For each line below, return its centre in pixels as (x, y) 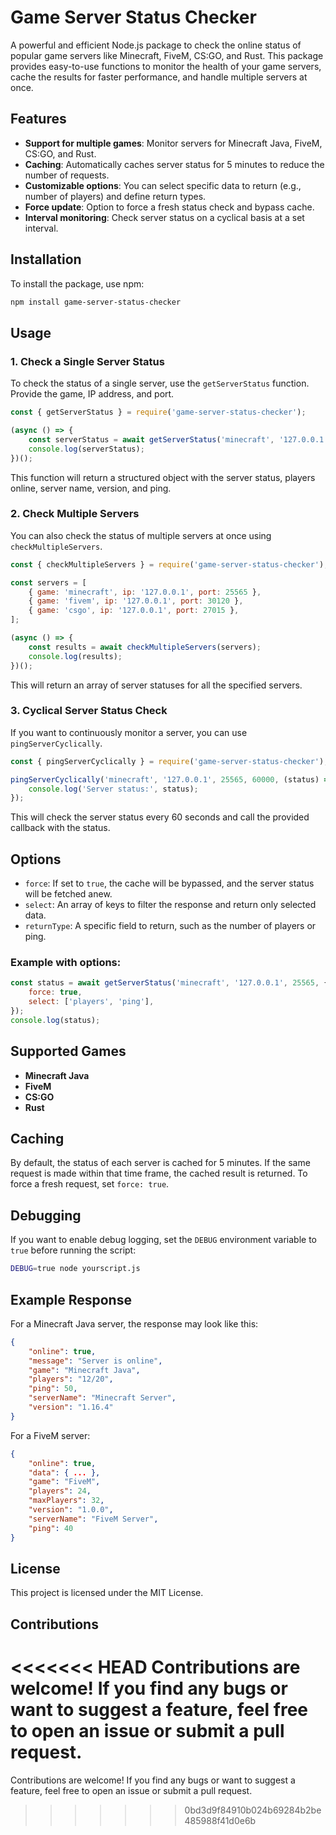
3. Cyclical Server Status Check (89, 711)
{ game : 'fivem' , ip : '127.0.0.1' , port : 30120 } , (136, 601)
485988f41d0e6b (220, 1820)
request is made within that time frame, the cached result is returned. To (159, 1173)
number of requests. (67, 175)
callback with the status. (60, 828)
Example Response (71, 1299)
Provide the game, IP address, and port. (92, 394)
